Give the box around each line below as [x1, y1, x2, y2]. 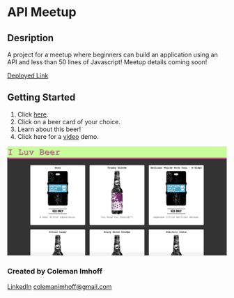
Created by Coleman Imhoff [7, 267, 103, 276]
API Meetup [7, 4, 77, 20]
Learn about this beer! [17, 125, 81, 133]
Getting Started [7, 91, 76, 103]
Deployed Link [7, 71, 49, 80]
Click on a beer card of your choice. [17, 117, 120, 126]
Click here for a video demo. [17, 132, 99, 140]
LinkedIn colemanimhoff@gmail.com [7, 282, 112, 290]
